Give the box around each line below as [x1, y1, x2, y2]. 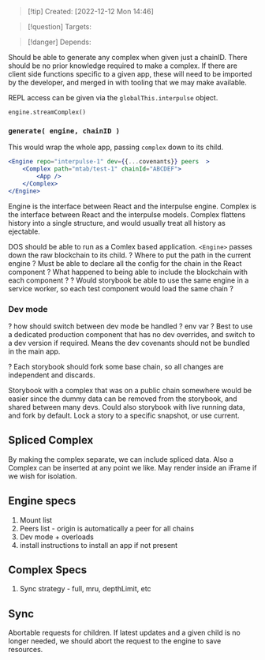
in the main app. [8, 347, 61, 356]
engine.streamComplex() [8, 108, 87, 116]
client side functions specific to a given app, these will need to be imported [8, 69, 252, 78]
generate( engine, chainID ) [8, 126, 121, 135]
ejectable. [8, 227, 41, 236]
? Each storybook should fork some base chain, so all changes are [8, 362, 224, 371]
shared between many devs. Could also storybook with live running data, [8, 402, 245, 411]
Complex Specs [8, 563, 88, 576]
